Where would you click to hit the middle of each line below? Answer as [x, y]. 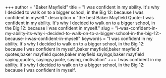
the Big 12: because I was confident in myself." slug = [59, 28]
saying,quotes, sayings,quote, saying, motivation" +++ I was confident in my [83, 59]
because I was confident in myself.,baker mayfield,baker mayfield [72, 49]
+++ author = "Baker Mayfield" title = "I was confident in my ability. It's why [82, 7]
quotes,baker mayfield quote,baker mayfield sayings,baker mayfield [75, 54]
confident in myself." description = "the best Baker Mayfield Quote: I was [80, 18]
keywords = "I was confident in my [117, 39]
